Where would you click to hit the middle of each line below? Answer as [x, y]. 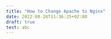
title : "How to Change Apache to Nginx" [56, 11]
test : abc [18, 27]
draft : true [20, 22]
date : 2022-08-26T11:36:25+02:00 [47, 17]
